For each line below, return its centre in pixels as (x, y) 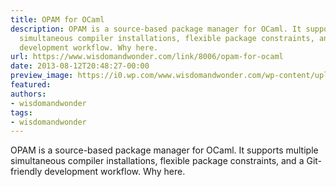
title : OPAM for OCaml (57, 19)
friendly (26, 172)
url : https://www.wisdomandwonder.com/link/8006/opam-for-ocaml (147, 57)
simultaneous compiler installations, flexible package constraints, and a (157, 161)
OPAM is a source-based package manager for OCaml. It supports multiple (164, 150)
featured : (31, 85)
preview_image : (42, 76)
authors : (28, 94)
